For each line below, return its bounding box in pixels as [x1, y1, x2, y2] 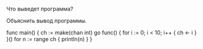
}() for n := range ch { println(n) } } [6, 36, 93, 42]
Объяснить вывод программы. [6, 17, 87, 24]
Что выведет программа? [6, 6, 73, 12]
